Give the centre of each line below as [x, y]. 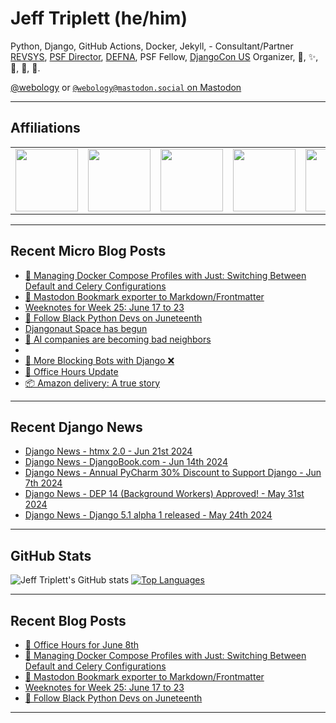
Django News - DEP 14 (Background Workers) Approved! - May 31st [164, 494]
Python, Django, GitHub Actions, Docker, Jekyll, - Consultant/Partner [152, 46]
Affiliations [45, 128]
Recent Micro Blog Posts [88, 251]
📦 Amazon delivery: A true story [92, 383]
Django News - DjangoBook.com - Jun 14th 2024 [126, 462]
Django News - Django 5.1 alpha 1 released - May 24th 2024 [148, 515]
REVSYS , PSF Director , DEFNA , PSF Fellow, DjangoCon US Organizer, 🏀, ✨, [164, 56]
